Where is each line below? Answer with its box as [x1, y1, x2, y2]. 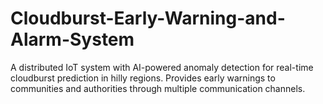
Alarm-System [10, 28, 135, 51]
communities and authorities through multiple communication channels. [10, 82, 306, 94]
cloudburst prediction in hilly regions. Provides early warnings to [10, 72, 276, 84]
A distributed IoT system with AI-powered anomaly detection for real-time [10, 61, 314, 73]
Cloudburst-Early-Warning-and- [10, 7, 286, 30]
